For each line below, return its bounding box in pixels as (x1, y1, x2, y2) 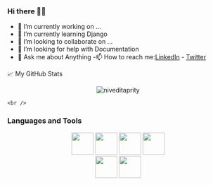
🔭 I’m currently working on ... (17, 23, 101, 31)
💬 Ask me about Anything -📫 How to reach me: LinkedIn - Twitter (17, 53, 206, 61)
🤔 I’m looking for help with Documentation (17, 45, 139, 54)
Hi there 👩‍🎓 (7, 6, 46, 16)
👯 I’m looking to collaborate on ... (17, 37, 113, 46)
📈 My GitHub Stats (7, 70, 63, 78)
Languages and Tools (7, 116, 82, 126)
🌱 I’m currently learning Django (17, 30, 108, 38)
